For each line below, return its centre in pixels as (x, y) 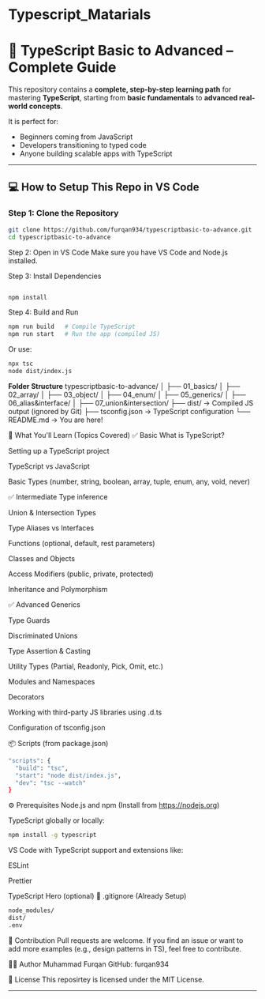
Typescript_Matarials (80, 15)
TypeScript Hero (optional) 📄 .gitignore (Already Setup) (97, 896)
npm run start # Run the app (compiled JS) (84, 334)
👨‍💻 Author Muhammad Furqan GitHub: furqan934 (89, 964)
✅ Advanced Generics (44, 604)
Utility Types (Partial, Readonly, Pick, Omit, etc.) (86, 666)
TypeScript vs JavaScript (49, 466)
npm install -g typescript (52, 835)
